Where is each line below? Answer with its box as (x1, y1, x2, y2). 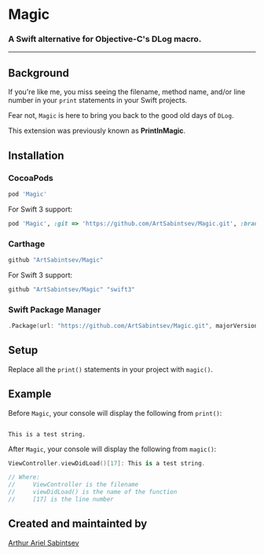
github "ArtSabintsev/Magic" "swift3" (8, 285, 135, 293)
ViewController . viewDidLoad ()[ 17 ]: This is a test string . (8, 459, 206, 467)
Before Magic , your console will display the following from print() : (8, 408, 222, 417)
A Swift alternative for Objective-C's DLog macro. (8, 34, 202, 45)
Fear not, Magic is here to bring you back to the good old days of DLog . (8, 111, 234, 120)
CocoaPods (8, 172, 53, 183)
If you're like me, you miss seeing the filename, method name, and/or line (8, 87, 246, 97)
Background (8, 66, 69, 79)
